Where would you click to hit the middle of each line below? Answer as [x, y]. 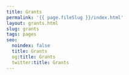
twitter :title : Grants [40, 62]
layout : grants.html [33, 23]
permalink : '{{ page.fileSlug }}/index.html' [65, 18]
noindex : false [31, 46]
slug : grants [23, 29]
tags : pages [21, 34]
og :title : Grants [34, 57]
